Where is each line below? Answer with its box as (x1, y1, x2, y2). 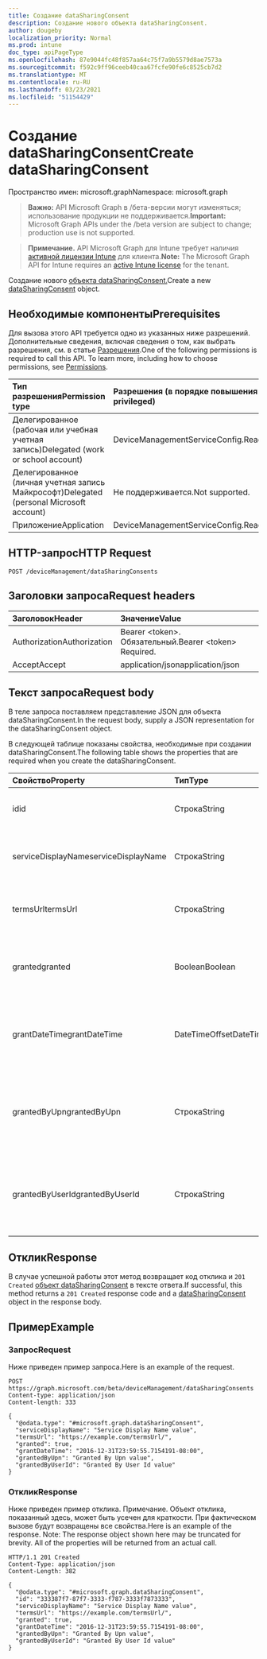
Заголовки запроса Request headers (8, 589, 195, 603)
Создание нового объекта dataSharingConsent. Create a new (8, 276, 211, 285)
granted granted (12, 961, 71, 972)
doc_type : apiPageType (8, 48, 83, 56)
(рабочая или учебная (12, 424, 99, 435)
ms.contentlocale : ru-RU (8, 78, 91, 86)
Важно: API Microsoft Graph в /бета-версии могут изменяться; (27, 203, 242, 212)
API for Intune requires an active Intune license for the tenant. (27, 260, 230, 270)
